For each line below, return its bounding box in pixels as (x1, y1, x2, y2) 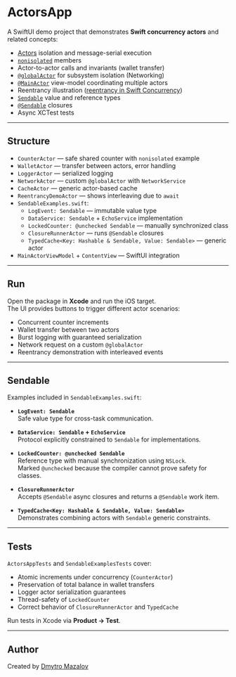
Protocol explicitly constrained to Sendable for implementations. (17, 435, 202, 444)
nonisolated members (17, 56, 82, 64)
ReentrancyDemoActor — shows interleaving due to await (17, 191, 179, 200)
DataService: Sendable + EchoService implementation (27, 214, 183, 222)
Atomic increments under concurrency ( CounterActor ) (17, 573, 173, 581)
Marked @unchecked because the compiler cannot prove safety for (17, 464, 207, 472)
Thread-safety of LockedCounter (17, 595, 110, 604)
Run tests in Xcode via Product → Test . (7, 617, 121, 625)
